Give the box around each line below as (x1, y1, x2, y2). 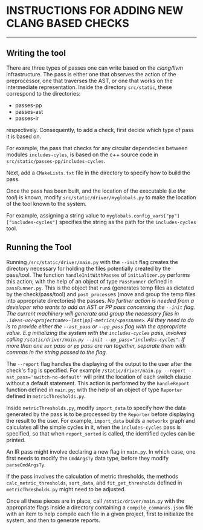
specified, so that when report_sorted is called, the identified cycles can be (6, 429, 195, 437)
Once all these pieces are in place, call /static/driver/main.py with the (6, 497, 185, 505)
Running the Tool (6, 242, 72, 253)
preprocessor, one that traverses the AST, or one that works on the (6, 77, 173, 84)
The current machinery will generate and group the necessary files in (6, 310, 179, 317)
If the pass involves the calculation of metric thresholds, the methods (6, 472, 178, 480)
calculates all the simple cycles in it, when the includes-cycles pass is (6, 423, 181, 431)
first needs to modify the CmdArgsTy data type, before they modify (6, 454, 169, 462)
